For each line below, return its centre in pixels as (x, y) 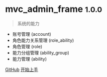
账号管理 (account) (32, 34)
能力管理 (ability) (30, 59)
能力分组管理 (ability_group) (41, 53)
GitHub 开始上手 (22, 69)
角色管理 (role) (27, 46)
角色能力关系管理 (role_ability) (43, 40)
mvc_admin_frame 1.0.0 (54, 9)
